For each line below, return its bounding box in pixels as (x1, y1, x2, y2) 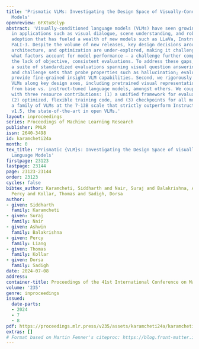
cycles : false (6, 180, 41, 186)
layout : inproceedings (6, 113, 62, 119)
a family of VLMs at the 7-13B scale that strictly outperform (11, 102, 171, 109)
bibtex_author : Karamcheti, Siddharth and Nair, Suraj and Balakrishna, (6, 185, 190, 191)
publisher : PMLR (6, 125, 46, 131)
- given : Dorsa (6, 257, 44, 263)
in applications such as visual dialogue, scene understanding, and (11, 31, 184, 37)
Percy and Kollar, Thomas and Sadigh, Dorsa (11, 191, 123, 196)
